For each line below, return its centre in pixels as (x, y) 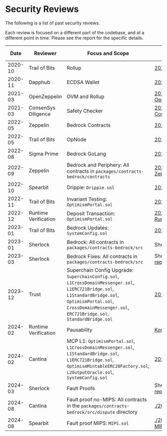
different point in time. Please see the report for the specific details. (74, 38)
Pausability (80, 329)
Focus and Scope (108, 53)
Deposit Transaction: (91, 214)
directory (127, 412)
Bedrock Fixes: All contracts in (102, 256)
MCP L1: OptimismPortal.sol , (101, 341)
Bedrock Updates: (88, 227)
